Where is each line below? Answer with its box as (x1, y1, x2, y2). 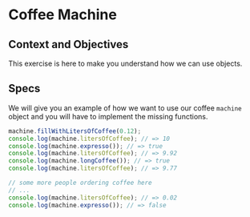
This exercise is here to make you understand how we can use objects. (8, 58, 243, 68)
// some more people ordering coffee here (8, 179, 152, 187)
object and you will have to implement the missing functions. (8, 111, 208, 121)
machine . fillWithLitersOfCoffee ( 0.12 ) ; (8, 127, 142, 135)
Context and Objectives (8, 38, 129, 51)
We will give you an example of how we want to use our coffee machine (8, 102, 242, 113)
